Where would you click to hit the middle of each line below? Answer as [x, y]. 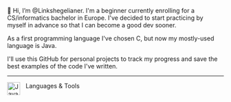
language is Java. [32, 46]
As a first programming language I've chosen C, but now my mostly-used [111, 38]
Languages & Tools [53, 86]
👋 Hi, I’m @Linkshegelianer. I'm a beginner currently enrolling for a [101, 11]
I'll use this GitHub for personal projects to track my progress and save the [112, 59]
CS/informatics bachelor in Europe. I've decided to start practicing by [106, 18]
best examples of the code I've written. [63, 66]
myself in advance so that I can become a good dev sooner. [92, 25]
